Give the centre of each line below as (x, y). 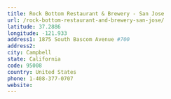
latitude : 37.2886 (34, 26)
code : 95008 (25, 66)
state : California (34, 59)
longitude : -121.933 (37, 33)
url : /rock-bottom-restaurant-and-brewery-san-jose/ (86, 20)
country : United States (42, 72)
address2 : (22, 46)
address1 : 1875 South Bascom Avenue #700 (69, 40)
